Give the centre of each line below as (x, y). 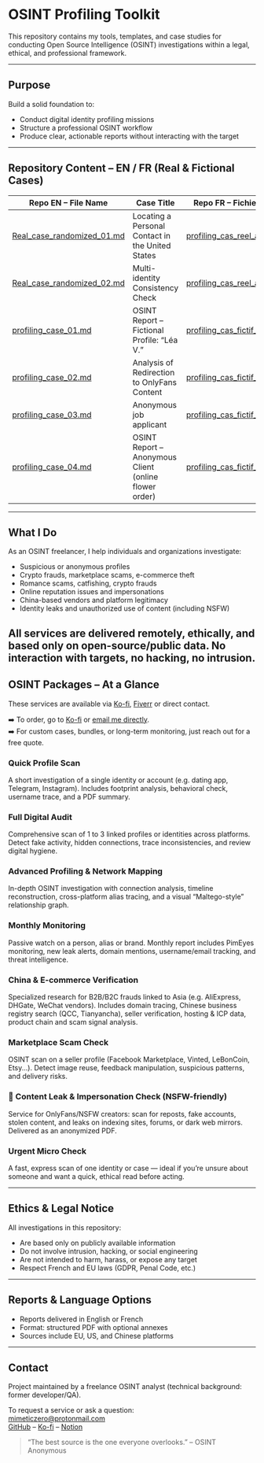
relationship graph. (38, 905)
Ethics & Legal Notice (61, 1208)
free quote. (26, 742)
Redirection (154, 372)
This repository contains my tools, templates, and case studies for (115, 36)
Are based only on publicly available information (97, 1243)
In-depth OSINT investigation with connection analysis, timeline (111, 889)
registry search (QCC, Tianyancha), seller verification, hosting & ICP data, (127, 1014)
